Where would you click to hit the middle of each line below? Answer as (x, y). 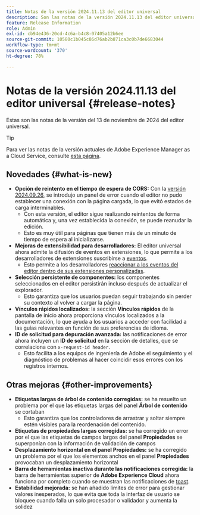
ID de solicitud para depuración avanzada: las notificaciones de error (101, 334)
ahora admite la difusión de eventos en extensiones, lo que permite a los (104, 252)
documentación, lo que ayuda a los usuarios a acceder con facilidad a (101, 322)
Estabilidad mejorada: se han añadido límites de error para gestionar (100, 488)
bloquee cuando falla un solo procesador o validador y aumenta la (96, 501)
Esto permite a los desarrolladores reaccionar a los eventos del (101, 265)
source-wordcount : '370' (37, 51)
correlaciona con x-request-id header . (62, 347)
